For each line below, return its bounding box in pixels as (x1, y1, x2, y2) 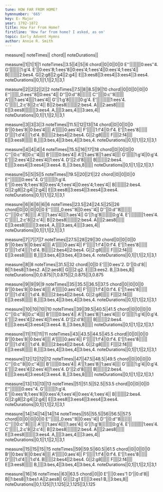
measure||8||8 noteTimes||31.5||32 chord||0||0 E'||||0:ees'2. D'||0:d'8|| (5, 261, 147, 267)
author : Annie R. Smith (5, 39, 54, 44)
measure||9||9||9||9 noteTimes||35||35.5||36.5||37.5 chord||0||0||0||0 (5, 281, 144, 287)
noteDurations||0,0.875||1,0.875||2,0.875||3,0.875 (5, 271, 104, 277)
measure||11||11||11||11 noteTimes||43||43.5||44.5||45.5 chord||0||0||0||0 (5, 331, 148, 337)
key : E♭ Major (5, 16, 34, 21)
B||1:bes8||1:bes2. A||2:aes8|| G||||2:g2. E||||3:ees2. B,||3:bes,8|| (5, 267, 135, 272)
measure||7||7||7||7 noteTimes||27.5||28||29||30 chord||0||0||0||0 (5, 237, 136, 242)
